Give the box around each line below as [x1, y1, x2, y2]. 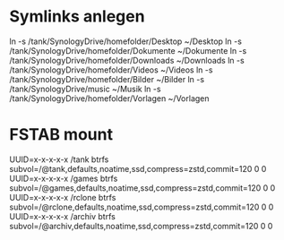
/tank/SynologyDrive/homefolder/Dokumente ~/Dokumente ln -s [9, 45, 247, 56]
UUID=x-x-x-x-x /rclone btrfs [9, 192, 116, 202]
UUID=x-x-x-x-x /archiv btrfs [9, 210, 116, 221]
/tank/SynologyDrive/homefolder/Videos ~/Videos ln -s [9, 64, 213, 75]
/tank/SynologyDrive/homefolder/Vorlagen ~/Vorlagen [9, 92, 210, 104]
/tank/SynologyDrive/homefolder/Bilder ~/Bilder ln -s [9, 73, 204, 84]
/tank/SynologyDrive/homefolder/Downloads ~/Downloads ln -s [9, 55, 245, 65]
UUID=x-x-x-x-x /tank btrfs [9, 154, 109, 165]
